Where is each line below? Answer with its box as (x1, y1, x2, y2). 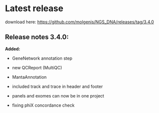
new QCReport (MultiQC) (12, 65, 62, 70)
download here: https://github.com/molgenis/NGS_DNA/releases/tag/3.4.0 (5, 19, 154, 25)
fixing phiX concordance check (12, 102, 75, 108)
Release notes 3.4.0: (5, 33, 69, 41)
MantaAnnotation (12, 74, 47, 80)
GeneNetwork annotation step (12, 55, 73, 61)
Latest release (5, 3, 64, 14)
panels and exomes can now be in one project (12, 93, 104, 98)
